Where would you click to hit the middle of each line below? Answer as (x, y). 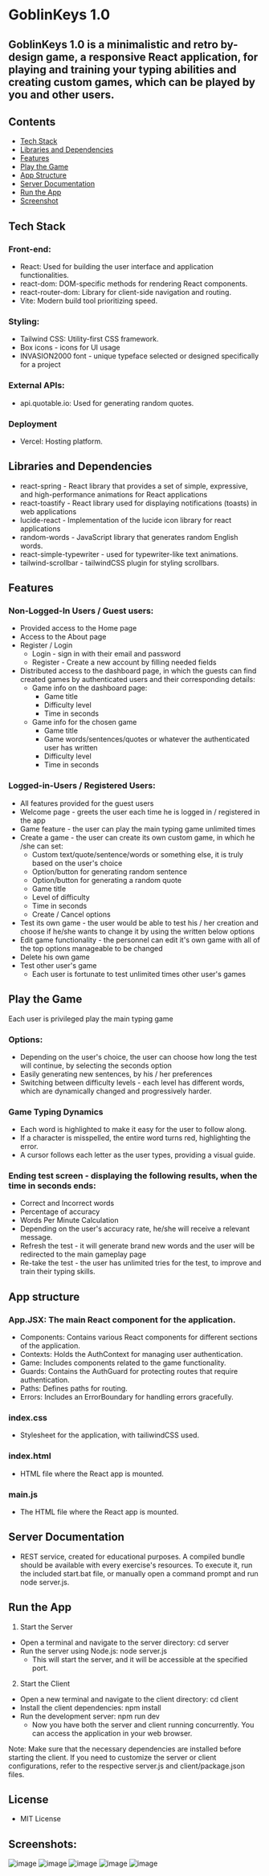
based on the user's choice (77, 863)
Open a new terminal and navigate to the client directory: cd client (129, 1699)
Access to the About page (63, 637)
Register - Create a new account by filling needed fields (124, 662)
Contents (32, 122)
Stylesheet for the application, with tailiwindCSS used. (109, 1435)
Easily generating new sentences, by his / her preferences (116, 1073)
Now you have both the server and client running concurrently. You (143, 1724)
